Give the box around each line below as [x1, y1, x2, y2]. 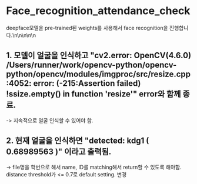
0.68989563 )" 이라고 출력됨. [6, 147, 112, 157]
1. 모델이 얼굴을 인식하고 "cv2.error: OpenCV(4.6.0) [6, 51, 192, 61]
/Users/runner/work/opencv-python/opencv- [6, 60, 177, 70]
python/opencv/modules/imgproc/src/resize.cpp [6, 69, 191, 79]
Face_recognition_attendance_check [6, 4, 191, 18]
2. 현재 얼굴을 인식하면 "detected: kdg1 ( [6, 136, 149, 146]
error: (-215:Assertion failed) [33, 78, 141, 89]
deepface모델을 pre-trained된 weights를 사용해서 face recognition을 [6, 24, 169, 31]
